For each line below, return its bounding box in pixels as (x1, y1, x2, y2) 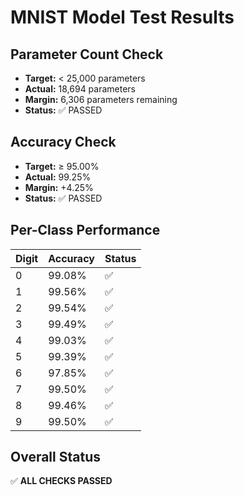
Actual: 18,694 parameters (24, 83, 137, 95)
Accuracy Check (10, 134, 117, 151)
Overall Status (10, 449, 101, 466)
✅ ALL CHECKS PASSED (10, 475, 113, 487)
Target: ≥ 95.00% (24, 160, 100, 172)
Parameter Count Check (10, 46, 164, 63)
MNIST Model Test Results (10, 6, 235, 29)
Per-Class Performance (10, 222, 161, 239)
